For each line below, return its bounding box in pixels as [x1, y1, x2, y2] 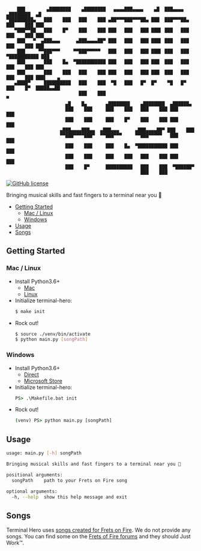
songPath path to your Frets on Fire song [11, 477, 128, 484]
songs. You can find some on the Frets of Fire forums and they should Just [6, 533, 191, 540]
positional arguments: [6, 472, 63, 478]
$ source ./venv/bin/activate [14, 331, 91, 337]
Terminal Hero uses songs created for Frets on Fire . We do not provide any [6, 526, 191, 534]
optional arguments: [6, 488, 58, 495]
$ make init [14, 308, 45, 314]
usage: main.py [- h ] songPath [6, 450, 82, 457]
